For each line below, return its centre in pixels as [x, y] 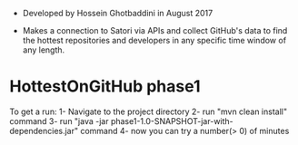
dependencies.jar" [44, 130]
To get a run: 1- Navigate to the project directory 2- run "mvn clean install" [149, 111]
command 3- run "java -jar [59, 121]
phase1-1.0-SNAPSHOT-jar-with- [172, 121]
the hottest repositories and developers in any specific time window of [154, 40]
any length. [44, 50]
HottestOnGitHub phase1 [105, 87]
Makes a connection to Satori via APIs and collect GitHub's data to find [155, 30]
